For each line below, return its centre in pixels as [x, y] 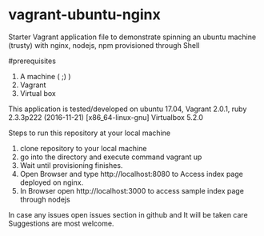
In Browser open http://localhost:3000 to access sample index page [132, 190]
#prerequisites [32, 61]
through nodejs [45, 199]
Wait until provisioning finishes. [71, 165]
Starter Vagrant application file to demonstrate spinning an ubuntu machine [132, 37]
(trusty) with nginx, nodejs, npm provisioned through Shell [104, 45]
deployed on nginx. [52, 182]
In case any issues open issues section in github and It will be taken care [128, 214]
